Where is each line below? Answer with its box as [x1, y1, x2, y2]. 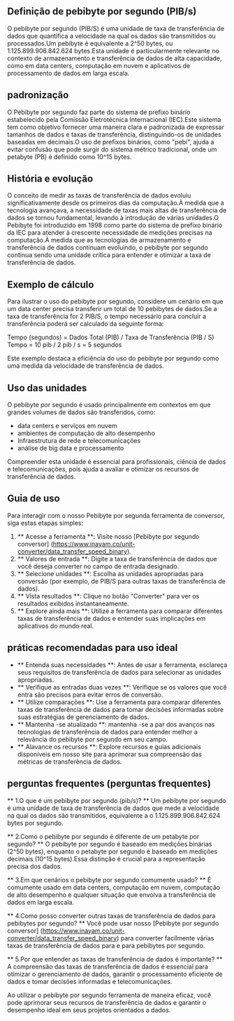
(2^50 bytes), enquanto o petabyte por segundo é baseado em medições [7, 847, 218, 856]
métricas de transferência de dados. [17, 757, 122, 766]
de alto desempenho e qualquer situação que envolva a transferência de [7, 890, 217, 899]
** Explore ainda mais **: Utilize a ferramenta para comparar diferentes [17, 606, 223, 615]
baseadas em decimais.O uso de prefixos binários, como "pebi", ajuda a [7, 137, 214, 146]
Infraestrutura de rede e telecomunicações [17, 437, 141, 445]
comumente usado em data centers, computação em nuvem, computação [7, 883, 221, 891]
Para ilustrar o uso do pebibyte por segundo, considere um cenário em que [7, 297, 224, 306]
